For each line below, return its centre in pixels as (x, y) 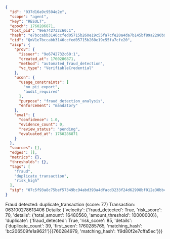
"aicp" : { (20, 45)
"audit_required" (41, 92)
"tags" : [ (20, 166)
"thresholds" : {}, (29, 162)
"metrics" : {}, (26, 157)
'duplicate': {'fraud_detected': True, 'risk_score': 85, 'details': (69, 220)
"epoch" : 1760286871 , (33, 26)
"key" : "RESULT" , (28, 21)
